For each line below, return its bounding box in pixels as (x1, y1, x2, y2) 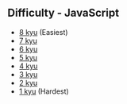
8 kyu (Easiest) (18, 27, 68, 37)
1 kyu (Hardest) (18, 87, 69, 96)
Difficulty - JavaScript (7, 6, 120, 20)
